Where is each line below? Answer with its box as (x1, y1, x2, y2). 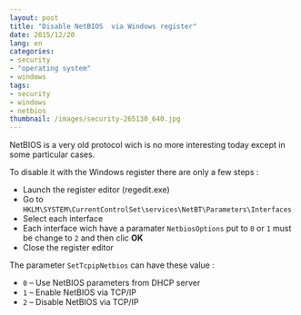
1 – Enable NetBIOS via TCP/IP (22, 287, 136, 298)
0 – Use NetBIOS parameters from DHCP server (22, 278, 201, 289)
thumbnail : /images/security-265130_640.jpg (9, 114, 181, 123)
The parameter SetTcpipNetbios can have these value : (9, 260, 216, 271)
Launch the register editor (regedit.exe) (22, 184, 170, 195)
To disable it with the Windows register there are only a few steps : (9, 167, 259, 178)
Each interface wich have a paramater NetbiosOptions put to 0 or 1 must (22, 223, 292, 234)
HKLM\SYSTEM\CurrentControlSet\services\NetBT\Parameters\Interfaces (22, 205, 293, 214)
